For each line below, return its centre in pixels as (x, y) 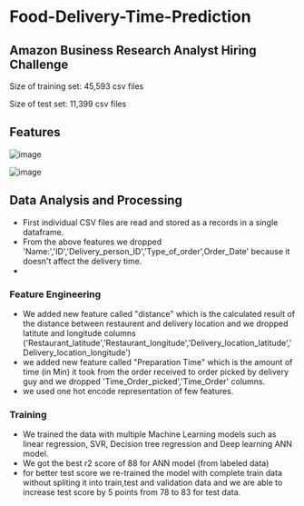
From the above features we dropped (92, 242)
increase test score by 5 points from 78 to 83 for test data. (132, 492)
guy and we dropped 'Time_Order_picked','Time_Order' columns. (144, 381)
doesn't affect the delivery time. (82, 261)
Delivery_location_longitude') (77, 352)
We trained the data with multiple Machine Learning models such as (149, 434)
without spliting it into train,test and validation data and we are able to (152, 482)
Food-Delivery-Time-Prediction (130, 17)
